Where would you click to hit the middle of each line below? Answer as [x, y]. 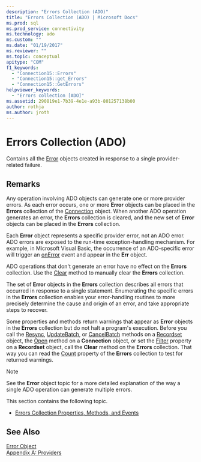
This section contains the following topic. [57, 401]
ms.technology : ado [31, 34]
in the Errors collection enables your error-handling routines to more [91, 297]
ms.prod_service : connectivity [45, 29]
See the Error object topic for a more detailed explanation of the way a [93, 383]
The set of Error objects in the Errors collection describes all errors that [95, 284]
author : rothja [25, 107]
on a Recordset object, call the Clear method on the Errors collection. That [99, 347]
